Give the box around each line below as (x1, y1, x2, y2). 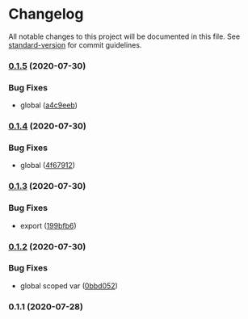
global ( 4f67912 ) (19, 161, 75, 170)
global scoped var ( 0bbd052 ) (19, 280, 119, 291)
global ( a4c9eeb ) (19, 100, 78, 110)
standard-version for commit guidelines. (8, 40, 142, 49)
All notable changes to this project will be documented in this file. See (8, 31, 241, 41)
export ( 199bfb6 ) (19, 220, 77, 230)
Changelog (8, 5, 84, 23)
